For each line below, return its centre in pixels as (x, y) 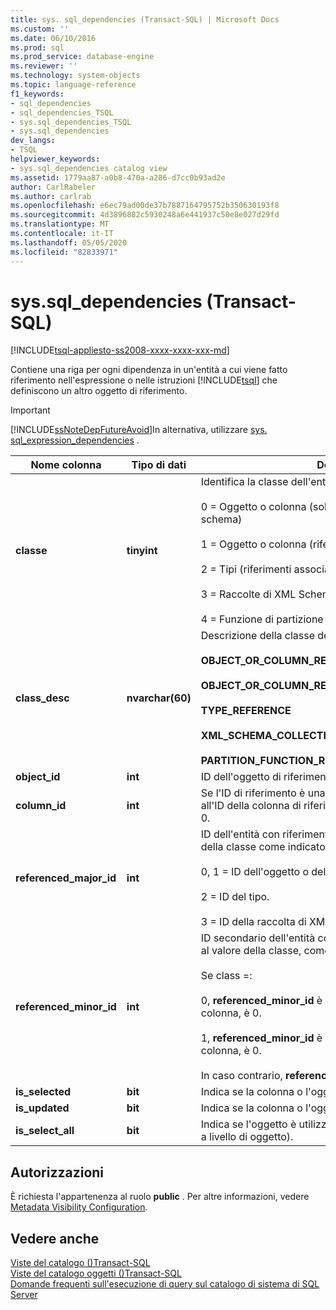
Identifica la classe (244, 482)
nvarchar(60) (159, 698)
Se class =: (226, 976)
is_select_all (45, 1131)
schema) (221, 519)
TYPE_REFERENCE (246, 711)
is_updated (42, 1108)
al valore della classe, (251, 951)
